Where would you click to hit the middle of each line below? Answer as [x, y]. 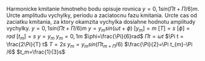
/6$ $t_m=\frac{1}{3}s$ [36, 52]
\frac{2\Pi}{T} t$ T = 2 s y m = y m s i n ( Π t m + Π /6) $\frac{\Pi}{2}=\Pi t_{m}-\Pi [99, 45]
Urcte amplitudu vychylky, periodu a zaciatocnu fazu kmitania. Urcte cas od [102, 15]
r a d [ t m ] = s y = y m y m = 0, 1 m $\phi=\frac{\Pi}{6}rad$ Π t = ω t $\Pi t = [95, 37]
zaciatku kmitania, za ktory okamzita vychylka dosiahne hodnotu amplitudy [101, 22]
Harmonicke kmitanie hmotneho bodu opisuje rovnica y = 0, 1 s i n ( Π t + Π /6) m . [103, 9]
